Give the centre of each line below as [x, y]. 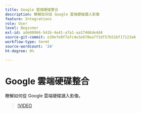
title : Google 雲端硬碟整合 [32, 10]
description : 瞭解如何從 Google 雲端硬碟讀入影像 [52, 14]
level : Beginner [22, 28]
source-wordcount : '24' [30, 46]
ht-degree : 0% [20, 51]
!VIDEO [24, 106]
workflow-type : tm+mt [27, 42]
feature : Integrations [28, 19]
